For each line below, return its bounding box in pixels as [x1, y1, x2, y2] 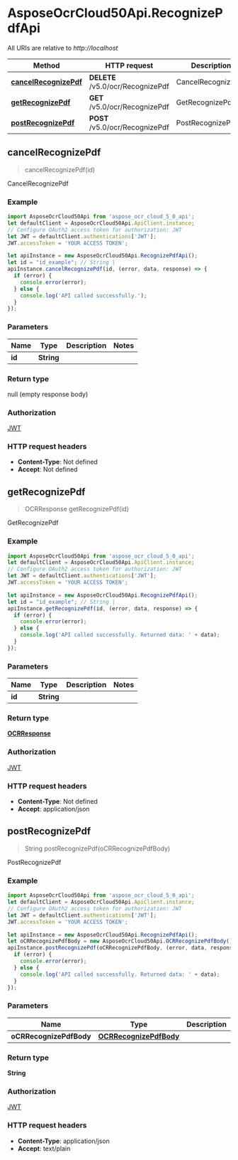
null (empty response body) [7, 390, 89, 398]
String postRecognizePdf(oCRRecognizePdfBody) [24, 844, 171, 853]
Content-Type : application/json [17, 1137, 110, 1145]
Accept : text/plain [17, 1144, 71, 1153]
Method [33, 60, 60, 70]
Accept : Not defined [17, 465, 78, 474]
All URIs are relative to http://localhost [7, 43, 118, 52]
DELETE [89, 73, 117, 83]
